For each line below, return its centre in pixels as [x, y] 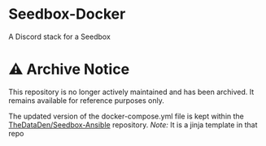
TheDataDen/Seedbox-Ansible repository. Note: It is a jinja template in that [133, 125]
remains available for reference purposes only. [87, 100]
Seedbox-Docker [67, 14]
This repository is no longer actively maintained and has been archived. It [131, 92]
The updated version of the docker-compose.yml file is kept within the [126, 116]
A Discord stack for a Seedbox [60, 36]
